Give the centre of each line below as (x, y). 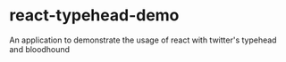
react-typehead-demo (94, 15)
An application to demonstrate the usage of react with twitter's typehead (143, 40)
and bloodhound (39, 49)
